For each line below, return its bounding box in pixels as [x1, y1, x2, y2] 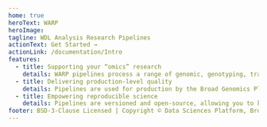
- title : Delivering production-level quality [15, 77, 172, 85]
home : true [8, 11, 44, 20]
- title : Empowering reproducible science [15, 92, 158, 100]
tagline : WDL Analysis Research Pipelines [8, 33, 151, 42]
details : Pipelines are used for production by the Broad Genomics [22, 84, 250, 93]
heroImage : [8, 26, 44, 34]
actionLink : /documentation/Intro [8, 48, 123, 56]
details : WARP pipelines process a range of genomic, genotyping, [22, 70, 247, 78]
